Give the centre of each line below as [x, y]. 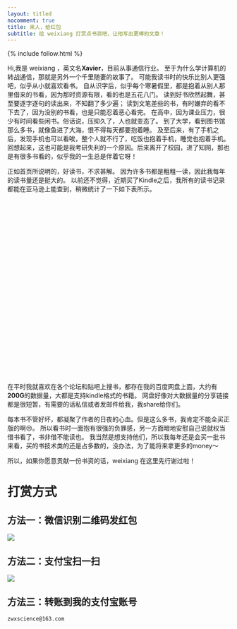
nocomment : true [31, 20]
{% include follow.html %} [45, 54]
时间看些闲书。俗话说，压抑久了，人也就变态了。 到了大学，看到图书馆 [122, 121]
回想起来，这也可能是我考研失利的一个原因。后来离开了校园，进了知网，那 [115, 148]
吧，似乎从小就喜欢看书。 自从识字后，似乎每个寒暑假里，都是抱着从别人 [113, 86]
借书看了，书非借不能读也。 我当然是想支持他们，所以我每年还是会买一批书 [116, 437]
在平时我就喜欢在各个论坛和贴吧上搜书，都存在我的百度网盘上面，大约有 [112, 387]
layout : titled [30, 14]
